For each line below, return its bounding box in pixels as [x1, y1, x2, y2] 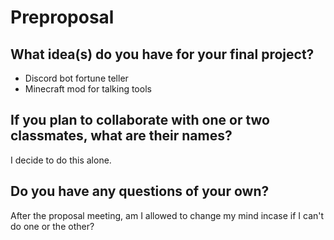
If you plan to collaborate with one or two [10, 112, 270, 129]
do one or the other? [10, 220, 95, 232]
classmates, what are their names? [10, 127, 233, 145]
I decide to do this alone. [10, 154, 112, 166]
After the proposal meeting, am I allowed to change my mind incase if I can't [10, 209, 325, 221]
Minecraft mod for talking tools [24, 83, 152, 95]
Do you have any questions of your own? [10, 183, 270, 200]
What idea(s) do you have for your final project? [10, 46, 315, 63]
